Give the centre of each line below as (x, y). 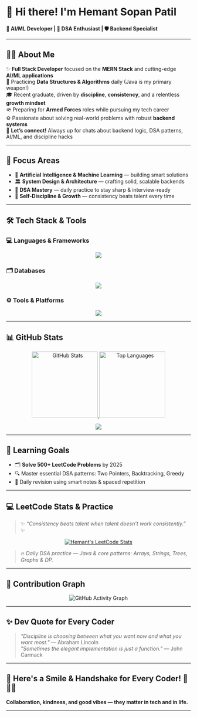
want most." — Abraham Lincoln (59, 642)
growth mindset (26, 103)
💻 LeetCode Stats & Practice (60, 507)
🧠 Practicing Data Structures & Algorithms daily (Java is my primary (89, 81)
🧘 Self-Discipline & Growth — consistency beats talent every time (94, 196)
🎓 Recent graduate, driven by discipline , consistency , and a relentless (93, 94)
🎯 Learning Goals (38, 451)
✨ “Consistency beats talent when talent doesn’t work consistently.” (103, 524)
